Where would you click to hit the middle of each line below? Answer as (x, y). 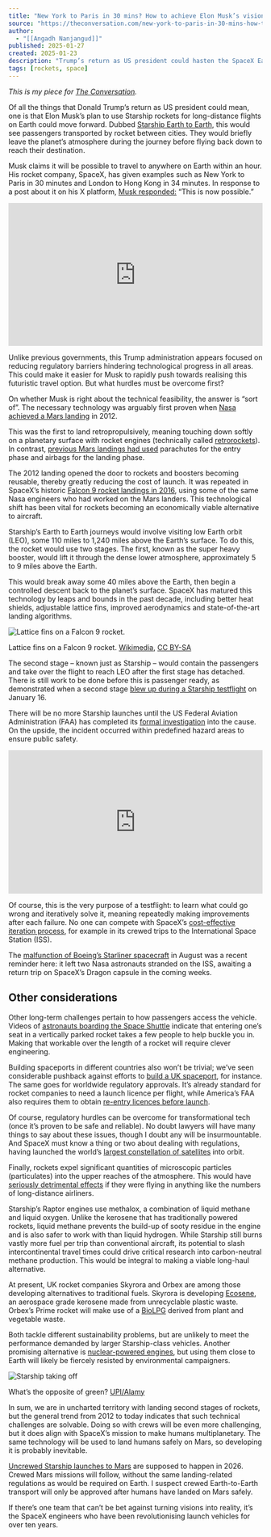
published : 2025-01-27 (46, 46)
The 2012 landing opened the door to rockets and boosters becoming (124, 473)
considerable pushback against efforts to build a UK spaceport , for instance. (135, 1075)
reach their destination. (47, 150)
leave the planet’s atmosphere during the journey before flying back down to (135, 141)
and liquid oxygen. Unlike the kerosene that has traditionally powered (123, 1217)
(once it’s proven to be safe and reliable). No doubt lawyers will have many (132, 1125)
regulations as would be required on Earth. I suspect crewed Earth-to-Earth (133, 1483)
